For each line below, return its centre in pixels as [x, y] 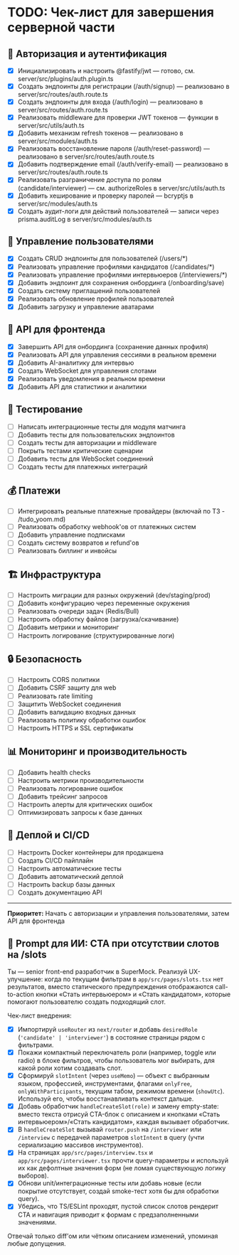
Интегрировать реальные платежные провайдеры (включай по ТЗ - [121, 511]
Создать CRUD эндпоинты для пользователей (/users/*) [103, 258]
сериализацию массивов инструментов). [80, 1145]
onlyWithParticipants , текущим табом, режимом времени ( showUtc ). [121, 1091]
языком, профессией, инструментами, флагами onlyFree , [105, 1084]
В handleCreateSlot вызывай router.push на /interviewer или [109, 1129]
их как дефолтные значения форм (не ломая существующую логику [122, 1168]
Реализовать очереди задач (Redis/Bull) [78, 612]
